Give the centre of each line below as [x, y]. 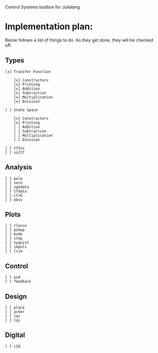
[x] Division [27, 101]
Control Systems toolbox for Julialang [42, 7]
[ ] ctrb [14, 195]
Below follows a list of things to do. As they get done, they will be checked [79, 40]
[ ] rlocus [16, 226]
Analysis [19, 167]
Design [16, 296]
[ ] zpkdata [17, 187]
